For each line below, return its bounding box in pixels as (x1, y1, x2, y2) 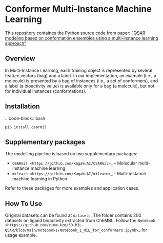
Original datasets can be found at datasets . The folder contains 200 (5, 212, 142, 218)
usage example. (5, 232, 37, 238)
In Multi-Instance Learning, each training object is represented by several (5, 67, 153, 73)
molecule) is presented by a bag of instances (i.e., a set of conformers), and (5, 78, 158, 83)
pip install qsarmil (5, 124, 47, 130)
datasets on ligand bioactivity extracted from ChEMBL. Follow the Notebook (5, 218, 155, 223)
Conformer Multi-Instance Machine (5, 3, 152, 15)
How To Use (5, 199, 42, 208)
